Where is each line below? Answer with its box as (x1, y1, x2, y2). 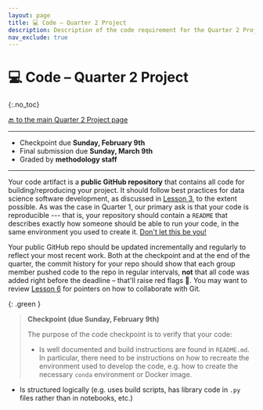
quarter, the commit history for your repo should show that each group (8, 259, 236, 269)
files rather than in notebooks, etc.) (19, 394, 133, 403)
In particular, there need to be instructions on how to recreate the (38, 354, 250, 363)
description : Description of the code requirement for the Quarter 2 (8, 26, 240, 34)
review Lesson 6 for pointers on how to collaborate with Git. (8, 284, 201, 294)
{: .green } (8, 299, 41, 309)
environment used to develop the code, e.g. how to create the (38, 361, 239, 371)
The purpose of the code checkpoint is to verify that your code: (27, 330, 232, 339)
